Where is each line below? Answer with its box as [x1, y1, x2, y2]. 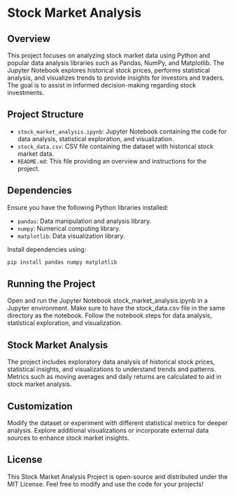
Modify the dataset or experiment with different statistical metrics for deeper [7, 418, 228, 427]
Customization [7, 400, 73, 412]
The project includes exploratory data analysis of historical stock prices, [7, 358, 215, 366]
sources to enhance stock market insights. [7, 433, 129, 442]
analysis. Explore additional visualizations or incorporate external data [7, 426, 209, 434]
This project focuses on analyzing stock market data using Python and [7, 51, 211, 59]
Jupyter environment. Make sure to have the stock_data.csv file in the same [7, 304, 225, 313]
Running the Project [7, 278, 96, 289]
